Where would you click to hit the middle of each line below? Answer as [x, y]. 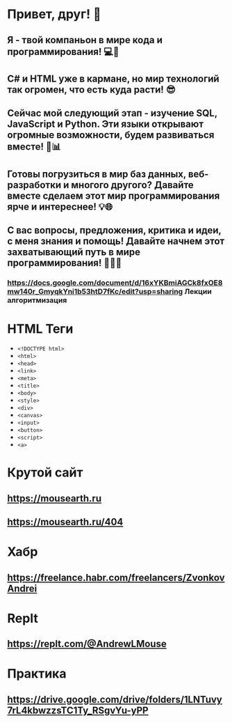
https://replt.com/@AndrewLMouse [87, 644]
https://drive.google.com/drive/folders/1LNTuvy [115, 699]
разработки [34, 185]
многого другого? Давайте [133, 185]
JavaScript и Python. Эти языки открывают [105, 124]
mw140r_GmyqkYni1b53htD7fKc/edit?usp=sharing [95, 292]
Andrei [22, 588]
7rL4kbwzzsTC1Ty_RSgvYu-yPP [78, 710]
